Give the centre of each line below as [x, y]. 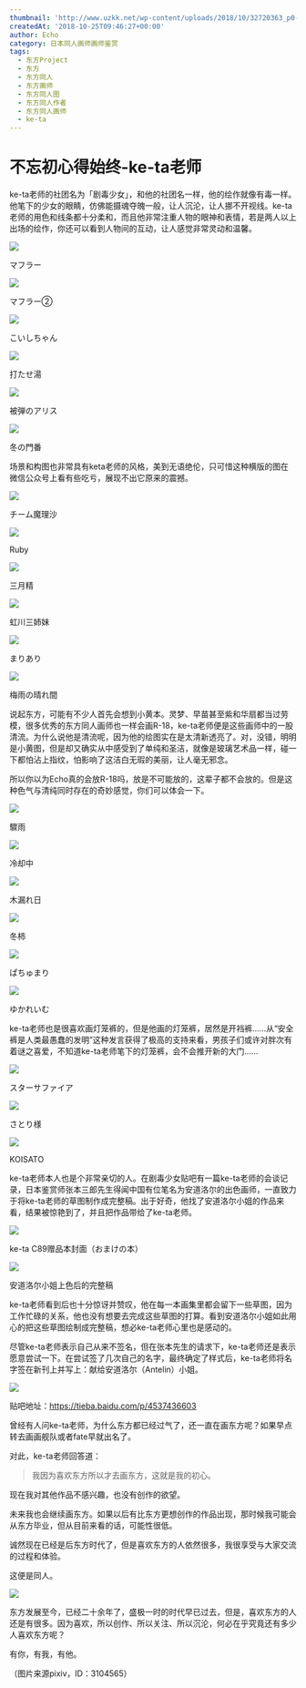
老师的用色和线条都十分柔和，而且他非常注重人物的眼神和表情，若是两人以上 [153, 217]
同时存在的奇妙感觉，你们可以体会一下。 [133, 791]
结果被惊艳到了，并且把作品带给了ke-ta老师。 [111, 1212]
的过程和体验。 [37, 1556]
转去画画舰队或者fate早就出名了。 [73, 1437]
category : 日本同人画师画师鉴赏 [64, 43]
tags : [20, 52]
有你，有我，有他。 [46, 1654]
